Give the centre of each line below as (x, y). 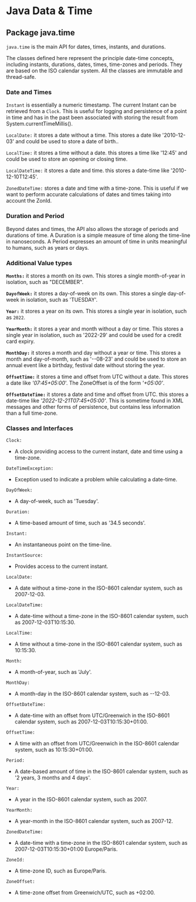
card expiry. (21, 341)
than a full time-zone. (32, 413)
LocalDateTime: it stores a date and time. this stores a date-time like (88, 171)
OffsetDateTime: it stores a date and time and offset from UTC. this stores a (97, 394)
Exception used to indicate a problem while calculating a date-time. (96, 480)
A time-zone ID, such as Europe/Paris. (60, 871)
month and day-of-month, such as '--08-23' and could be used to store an (96, 359)
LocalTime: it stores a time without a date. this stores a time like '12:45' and (97, 153)
